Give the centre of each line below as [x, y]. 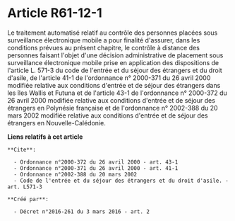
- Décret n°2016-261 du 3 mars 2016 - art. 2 [82, 211]
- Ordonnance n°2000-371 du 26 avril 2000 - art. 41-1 [96, 168]
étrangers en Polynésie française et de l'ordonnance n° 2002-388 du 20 [113, 108]
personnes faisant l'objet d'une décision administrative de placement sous [115, 55]
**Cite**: [22, 149]
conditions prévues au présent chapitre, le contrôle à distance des [103, 47]
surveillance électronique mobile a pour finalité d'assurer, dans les [104, 40]
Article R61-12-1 [55, 13]
